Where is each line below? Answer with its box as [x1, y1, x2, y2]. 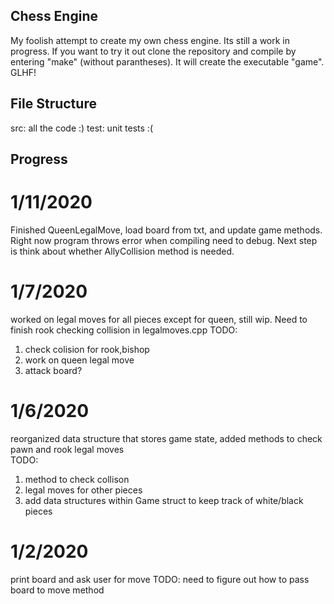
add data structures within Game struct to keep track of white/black [24, 494, 304, 506]
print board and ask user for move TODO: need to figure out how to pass [10, 573, 310, 585]
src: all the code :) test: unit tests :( [10, 122, 153, 134]
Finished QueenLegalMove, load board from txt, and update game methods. [10, 224, 323, 236]
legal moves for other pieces [24, 484, 143, 496]
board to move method [10, 584, 105, 596]
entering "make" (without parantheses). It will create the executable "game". [10, 55, 325, 68]
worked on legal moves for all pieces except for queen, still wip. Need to [10, 313, 308, 325]
